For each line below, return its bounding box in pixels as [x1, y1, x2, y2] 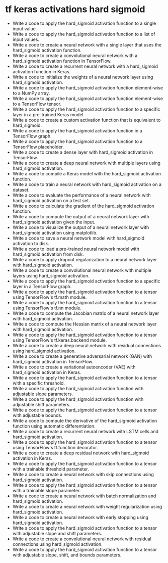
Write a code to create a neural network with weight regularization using [12, 503, 162, 509]
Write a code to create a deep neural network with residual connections [12, 342, 161, 348]
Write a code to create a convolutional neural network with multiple [12, 267, 152, 273]
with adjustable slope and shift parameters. [12, 530, 102, 536]
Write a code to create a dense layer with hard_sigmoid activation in [12, 149, 153, 155]
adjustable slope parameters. [12, 391, 73, 397]
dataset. [12, 186, 30, 193]
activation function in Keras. [12, 68, 71, 74]
